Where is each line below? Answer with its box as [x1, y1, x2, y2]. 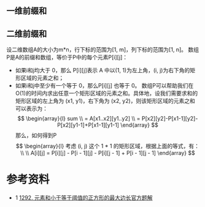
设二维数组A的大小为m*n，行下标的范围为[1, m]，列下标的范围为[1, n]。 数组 [6, 46, 199, 53]
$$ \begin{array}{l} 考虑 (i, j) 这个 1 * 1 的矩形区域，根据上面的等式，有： [15, 143, 200, 150]
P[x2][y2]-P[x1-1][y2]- [141, 115, 198, 122]
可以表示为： [15, 105, 48, 112]
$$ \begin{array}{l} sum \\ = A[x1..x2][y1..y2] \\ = [17, 115, 141, 122]
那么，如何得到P [15, 132, 57, 139]
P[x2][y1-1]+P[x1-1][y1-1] [57, 121, 120, 129]
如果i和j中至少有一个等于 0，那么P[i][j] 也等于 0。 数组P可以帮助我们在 [15, 82, 194, 89]
